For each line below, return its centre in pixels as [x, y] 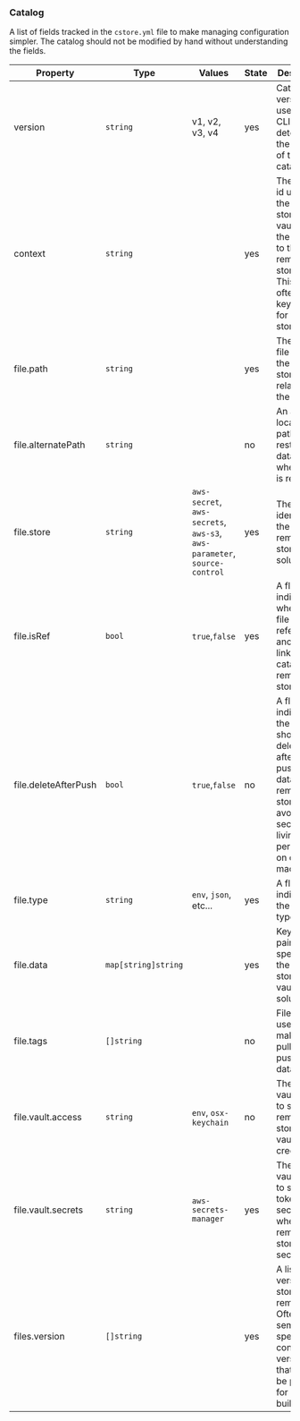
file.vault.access [48, 1118]
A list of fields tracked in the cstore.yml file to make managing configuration [150, 32]
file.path [31, 369]
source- [208, 564]
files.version [39, 1337]
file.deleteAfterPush [55, 785]
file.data [31, 966]
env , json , [212, 895]
